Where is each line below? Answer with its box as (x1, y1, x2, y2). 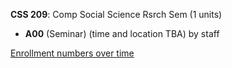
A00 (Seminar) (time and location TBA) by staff (24, 28, 220, 39)
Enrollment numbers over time (10, 47, 135, 59)
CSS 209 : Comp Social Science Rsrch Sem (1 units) (10, 9, 223, 20)
